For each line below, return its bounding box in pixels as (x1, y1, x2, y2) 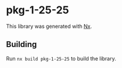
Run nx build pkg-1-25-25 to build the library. (6, 55, 116, 62)
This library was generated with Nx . (6, 23, 92, 30)
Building (6, 40, 37, 49)
